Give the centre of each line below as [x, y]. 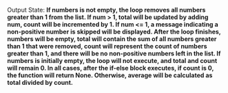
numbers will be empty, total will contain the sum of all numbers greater [112, 39]
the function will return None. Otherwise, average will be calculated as [110, 75]
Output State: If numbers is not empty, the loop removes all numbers [106, 10]
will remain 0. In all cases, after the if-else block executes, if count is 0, [111, 68]
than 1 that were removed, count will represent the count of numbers [107, 46]
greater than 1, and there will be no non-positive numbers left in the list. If [114, 53]
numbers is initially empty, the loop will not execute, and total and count [112, 61]
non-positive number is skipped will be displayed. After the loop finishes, [114, 31]
